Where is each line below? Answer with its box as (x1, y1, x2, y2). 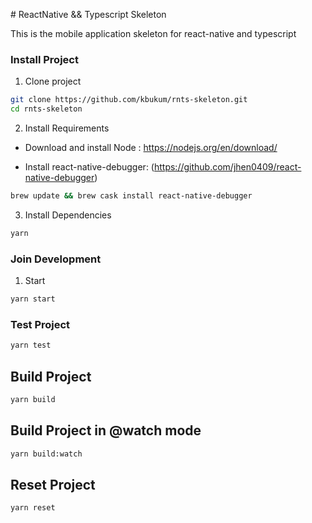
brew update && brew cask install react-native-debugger (10, 191, 253, 201)
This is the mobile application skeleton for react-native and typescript (10, 28, 297, 39)
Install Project (10, 52, 79, 66)
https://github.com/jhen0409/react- (153, 161, 302, 173)
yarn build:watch (10, 449, 83, 459)
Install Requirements (24, 122, 110, 134)
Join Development (10, 252, 102, 266)
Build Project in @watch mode (10, 422, 202, 439)
